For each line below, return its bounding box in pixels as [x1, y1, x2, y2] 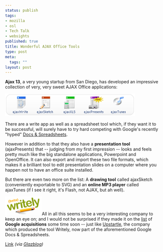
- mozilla [5, 18, 25, 23]
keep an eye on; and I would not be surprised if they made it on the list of [5, 216, 153, 222]
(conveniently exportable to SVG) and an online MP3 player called [5, 182, 139, 188]
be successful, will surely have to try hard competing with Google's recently [5, 126, 158, 132]
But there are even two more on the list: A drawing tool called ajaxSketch [5, 176, 153, 182]
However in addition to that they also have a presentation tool [5, 141, 131, 147]
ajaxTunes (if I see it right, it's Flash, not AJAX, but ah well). [5, 187, 125, 193]
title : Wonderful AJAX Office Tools [5, 44, 80, 49]
